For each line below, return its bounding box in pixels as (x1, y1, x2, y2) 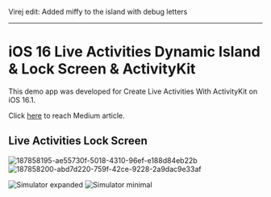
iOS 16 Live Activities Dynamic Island (8, 43, 261, 61)
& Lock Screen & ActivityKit (8, 60, 196, 78)
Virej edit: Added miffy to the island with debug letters (8, 7, 188, 16)
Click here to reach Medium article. (8, 111, 125, 120)
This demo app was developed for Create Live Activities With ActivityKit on (8, 86, 258, 96)
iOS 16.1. (8, 94, 36, 104)
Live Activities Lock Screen (8, 134, 148, 148)
